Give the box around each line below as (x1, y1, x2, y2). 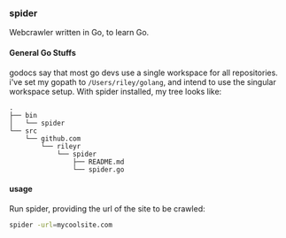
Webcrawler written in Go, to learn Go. (9, 27, 150, 38)
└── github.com (25, 134, 81, 143)
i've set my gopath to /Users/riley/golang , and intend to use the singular (9, 76, 276, 87)
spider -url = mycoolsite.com (9, 220, 113, 229)
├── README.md (72, 157, 125, 166)
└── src (9, 127, 38, 135)
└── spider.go (72, 165, 125, 174)
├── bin (9, 111, 38, 119)
